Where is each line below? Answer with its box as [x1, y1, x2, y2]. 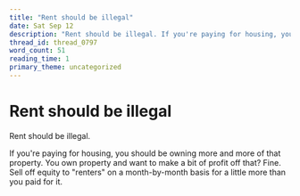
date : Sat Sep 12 [9, 21, 74, 30]
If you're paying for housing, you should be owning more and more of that [9, 148, 281, 159]
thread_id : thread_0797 [9, 37, 98, 47]
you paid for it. [9, 176, 63, 187]
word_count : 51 [9, 46, 66, 55]
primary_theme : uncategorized [9, 63, 122, 72]
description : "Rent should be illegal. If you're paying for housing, [9, 29, 278, 38]
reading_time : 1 [9, 54, 70, 63]
